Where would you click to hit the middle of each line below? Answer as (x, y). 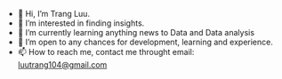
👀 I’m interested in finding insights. (81, 23)
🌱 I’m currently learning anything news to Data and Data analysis (136, 32)
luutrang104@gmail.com (62, 65)
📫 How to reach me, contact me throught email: (106, 52)
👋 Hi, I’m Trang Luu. (54, 14)
